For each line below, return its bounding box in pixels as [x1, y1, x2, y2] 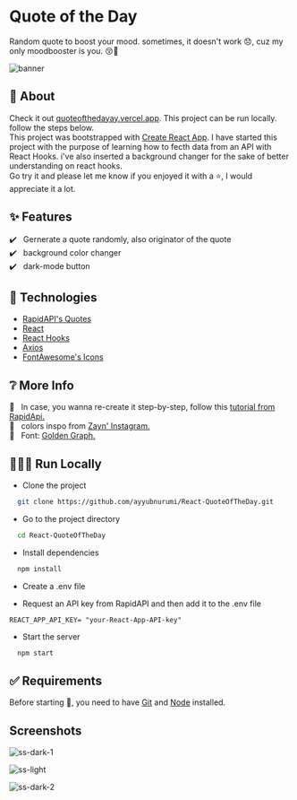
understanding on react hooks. [9, 160, 123, 171]
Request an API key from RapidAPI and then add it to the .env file [21, 598, 262, 609]
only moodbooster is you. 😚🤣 [9, 45, 119, 56]
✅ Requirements [9, 673, 103, 688]
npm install [17, 564, 63, 573]
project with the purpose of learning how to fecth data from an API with [9, 141, 272, 152]
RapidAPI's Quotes [21, 314, 92, 325]
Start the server [21, 630, 81, 642]
